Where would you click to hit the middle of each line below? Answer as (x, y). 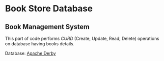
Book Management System (47, 27)
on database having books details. (40, 44)
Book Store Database (49, 9)
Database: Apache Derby (31, 53)
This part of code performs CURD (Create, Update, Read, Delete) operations (82, 38)
